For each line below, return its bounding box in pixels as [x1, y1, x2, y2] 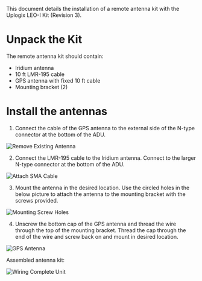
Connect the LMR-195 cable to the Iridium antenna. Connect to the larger [14, 154, 197, 162]
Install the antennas [6, 105, 107, 118]
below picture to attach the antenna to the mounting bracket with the [14, 190, 186, 198]
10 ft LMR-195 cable [14, 71, 65, 78]
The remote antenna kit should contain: [6, 52, 104, 60]
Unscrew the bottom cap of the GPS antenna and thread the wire [14, 220, 177, 227]
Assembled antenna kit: [6, 256, 65, 264]
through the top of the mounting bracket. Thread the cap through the [14, 226, 186, 234]
